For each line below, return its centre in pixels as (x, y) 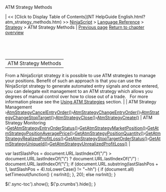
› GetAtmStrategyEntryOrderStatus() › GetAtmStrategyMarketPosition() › (76, 128)
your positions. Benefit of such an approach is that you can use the (73, 81)
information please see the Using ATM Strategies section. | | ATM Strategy (81, 102)
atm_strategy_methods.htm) (33, 22)
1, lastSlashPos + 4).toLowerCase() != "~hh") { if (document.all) (70, 169)
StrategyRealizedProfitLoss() (34, 139)
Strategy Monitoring (25, 123)
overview (14, 32)
